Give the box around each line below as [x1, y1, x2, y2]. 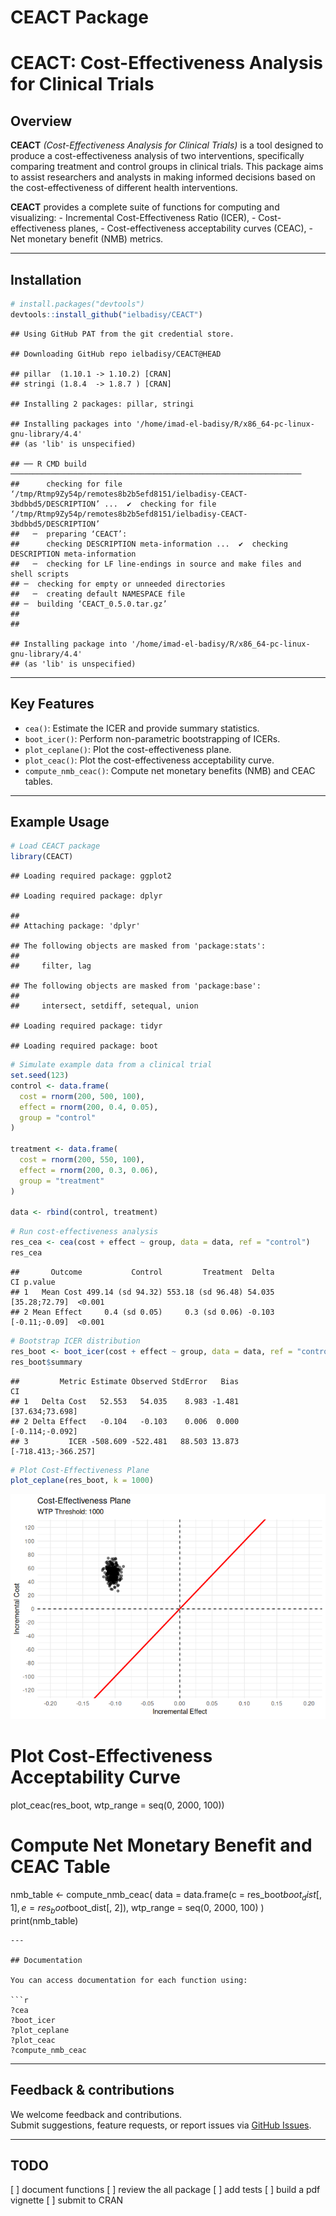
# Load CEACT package [10, 841, 101, 851]
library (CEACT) [10, 852, 74, 862]
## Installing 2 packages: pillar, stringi [10, 399, 195, 409]
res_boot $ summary [10, 1357, 83, 1367]
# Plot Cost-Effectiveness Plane [10, 1465, 150, 1475]
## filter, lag [10, 961, 92, 971]
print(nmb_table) [10, 1914, 79, 1926]
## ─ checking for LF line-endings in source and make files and [10, 559, 302, 569]
